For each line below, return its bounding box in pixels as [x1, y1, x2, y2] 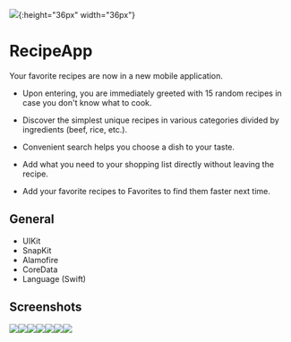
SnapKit [21, 244, 52, 255]
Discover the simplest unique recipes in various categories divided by [21, 115, 279, 125]
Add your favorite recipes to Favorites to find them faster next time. [21, 185, 271, 196]
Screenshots [9, 300, 82, 315]
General [9, 211, 56, 227]
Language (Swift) [21, 273, 87, 284]
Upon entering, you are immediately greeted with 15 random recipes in [21, 88, 282, 98]
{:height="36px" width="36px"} [18, 10, 136, 20]
